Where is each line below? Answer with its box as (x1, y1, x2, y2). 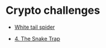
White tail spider (14, 23, 55, 31)
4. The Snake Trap (14, 35, 61, 42)
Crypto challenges (5, 4, 101, 17)
